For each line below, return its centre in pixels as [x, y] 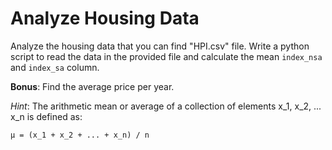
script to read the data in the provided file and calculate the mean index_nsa [166, 56]
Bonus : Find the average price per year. [92, 86]
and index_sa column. [55, 67]
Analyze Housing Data [105, 18]
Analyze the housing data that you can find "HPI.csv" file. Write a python [160, 46]
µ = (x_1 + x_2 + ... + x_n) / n [80, 135]
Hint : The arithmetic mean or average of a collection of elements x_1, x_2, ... [166, 106]
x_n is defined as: [46, 116]
